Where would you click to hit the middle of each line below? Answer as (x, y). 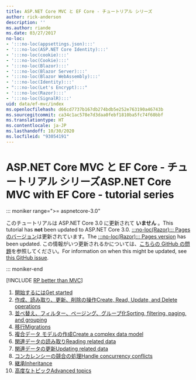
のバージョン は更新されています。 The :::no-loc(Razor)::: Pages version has (96, 236)
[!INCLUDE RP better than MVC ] (44, 280)
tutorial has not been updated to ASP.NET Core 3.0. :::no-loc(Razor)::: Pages (98, 229)
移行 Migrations (32, 327)
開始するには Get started (44, 292)
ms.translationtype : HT (35, 120)
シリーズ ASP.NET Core (115, 182)
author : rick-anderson (34, 17)
